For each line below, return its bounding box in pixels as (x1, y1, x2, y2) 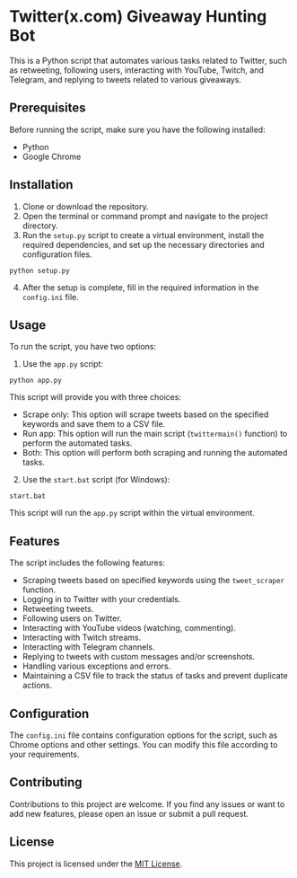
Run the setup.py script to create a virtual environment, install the (22, 229, 265, 240)
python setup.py (9, 266, 70, 275)
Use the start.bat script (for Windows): (22, 474, 170, 485)
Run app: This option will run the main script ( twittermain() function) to (22, 429, 288, 439)
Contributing (9, 775, 83, 790)
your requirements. (9, 749, 80, 759)
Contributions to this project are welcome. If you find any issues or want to (9, 798, 285, 810)
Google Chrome (22, 151, 82, 162)
